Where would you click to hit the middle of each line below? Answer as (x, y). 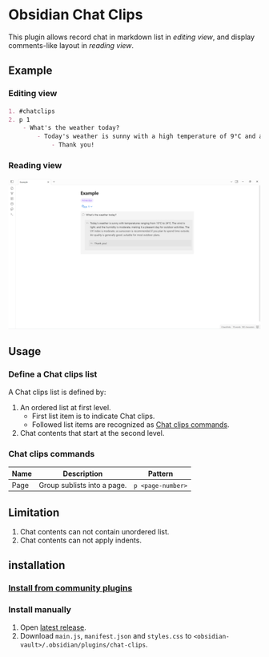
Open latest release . (53, 627)
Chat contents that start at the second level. (92, 433)
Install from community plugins (70, 588)
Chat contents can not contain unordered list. (94, 532)
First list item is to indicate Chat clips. (93, 416)
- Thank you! (72, 145)
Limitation (34, 512)
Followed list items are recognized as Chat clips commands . (130, 424)
